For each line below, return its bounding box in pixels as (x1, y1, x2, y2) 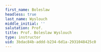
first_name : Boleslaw (5, 7, 50, 12)
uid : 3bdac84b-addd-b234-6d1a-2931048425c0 (5, 40, 97, 45)
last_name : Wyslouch (5, 16, 48, 21)
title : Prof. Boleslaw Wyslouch (5, 30, 72, 35)
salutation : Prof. (5, 26, 43, 31)
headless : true (5, 12, 37, 17)
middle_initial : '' (5, 21, 46, 26)
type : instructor (5, 35, 41, 40)
